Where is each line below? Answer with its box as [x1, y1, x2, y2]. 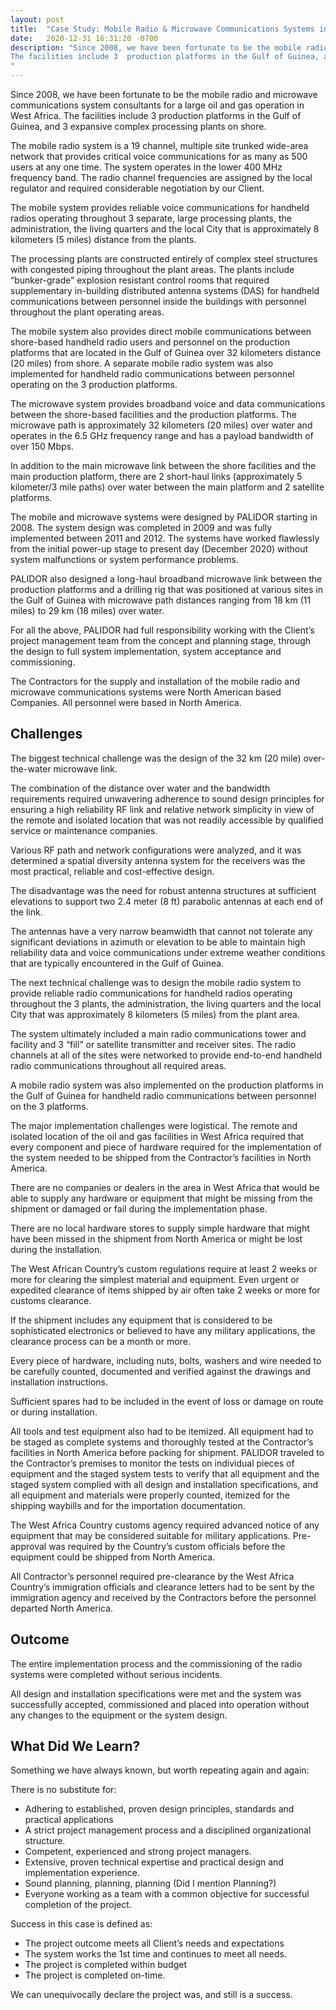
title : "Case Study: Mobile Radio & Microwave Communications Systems [10, 24, 315, 34]
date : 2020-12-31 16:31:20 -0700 [10, 33, 159, 43]
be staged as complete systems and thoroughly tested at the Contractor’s [10, 1436, 314, 1448]
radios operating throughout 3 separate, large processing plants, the [10, 212, 292, 224]
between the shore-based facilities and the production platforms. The [10, 409, 297, 420]
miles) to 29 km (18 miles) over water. [10, 605, 165, 616]
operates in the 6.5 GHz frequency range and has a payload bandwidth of [10, 430, 314, 441]
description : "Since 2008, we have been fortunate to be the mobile [10, 42, 302, 53]
